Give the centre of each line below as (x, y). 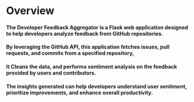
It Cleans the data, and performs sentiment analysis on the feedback (92, 66)
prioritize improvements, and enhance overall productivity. (80, 93)
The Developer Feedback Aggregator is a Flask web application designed (97, 27)
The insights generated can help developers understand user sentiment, (96, 86)
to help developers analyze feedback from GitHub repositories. (85, 33)
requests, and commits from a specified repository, (70, 53)
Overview (30, 11)
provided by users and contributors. (51, 73)
